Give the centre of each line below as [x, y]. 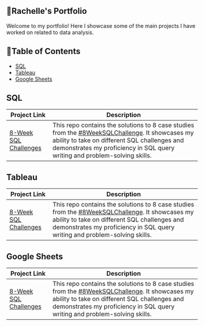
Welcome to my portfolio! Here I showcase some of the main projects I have [101, 25]
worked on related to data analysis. [50, 32]
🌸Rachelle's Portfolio [47, 11]
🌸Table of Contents [43, 51]
